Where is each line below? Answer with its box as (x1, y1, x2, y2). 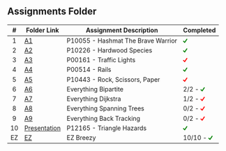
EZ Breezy (66, 134, 96, 142)
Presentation (24, 124, 61, 132)
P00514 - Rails (66, 66, 112, 74)
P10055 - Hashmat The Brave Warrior (66, 36, 178, 45)
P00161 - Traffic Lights (66, 56, 136, 64)
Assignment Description (86, 26, 158, 34)
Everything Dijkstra (66, 94, 121, 103)
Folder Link (26, 26, 59, 34)
